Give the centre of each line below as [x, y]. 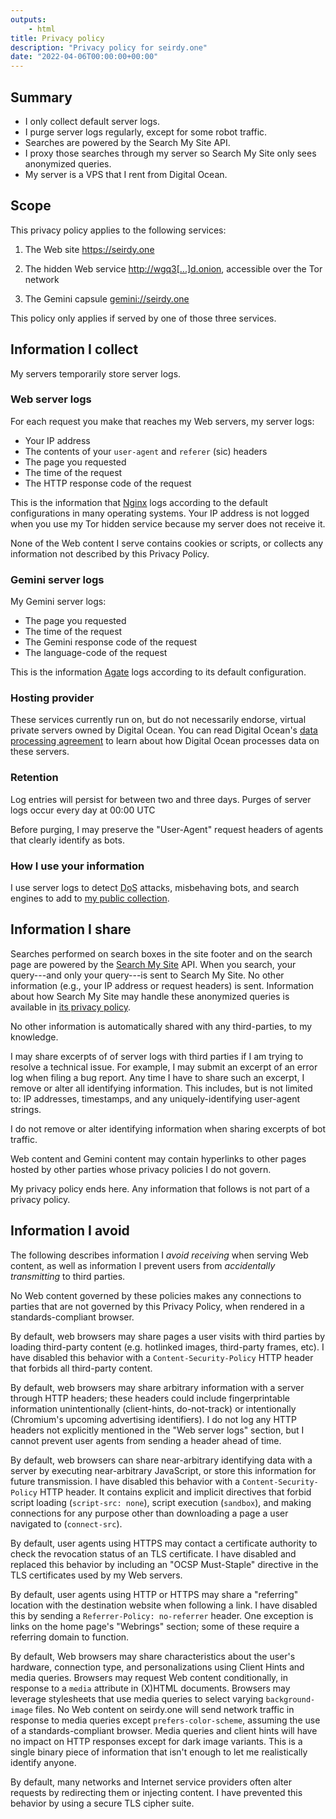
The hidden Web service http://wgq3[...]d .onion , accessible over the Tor [173, 268]
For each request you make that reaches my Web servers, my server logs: [162, 421]
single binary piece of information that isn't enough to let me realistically [159, 1752]
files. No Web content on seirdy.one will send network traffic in [164, 1709]
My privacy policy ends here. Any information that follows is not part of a [160, 1188]
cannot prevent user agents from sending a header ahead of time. [146, 1440]
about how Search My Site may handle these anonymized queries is [150, 996]
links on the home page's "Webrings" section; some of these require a [155, 1626]
